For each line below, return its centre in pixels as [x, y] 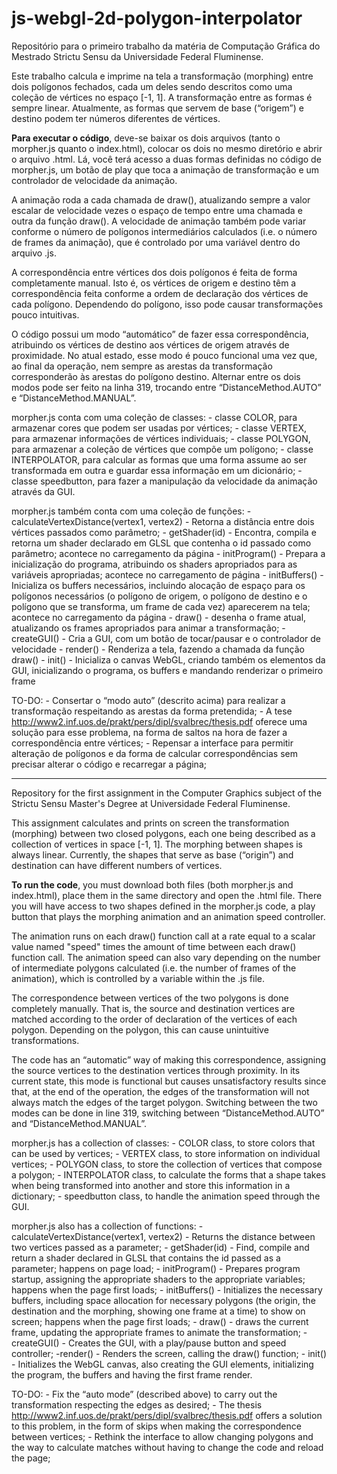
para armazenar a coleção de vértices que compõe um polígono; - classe [162, 449]
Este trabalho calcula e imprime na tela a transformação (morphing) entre [162, 76]
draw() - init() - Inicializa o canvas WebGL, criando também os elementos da [168, 659]
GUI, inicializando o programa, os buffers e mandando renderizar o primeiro [167, 670]
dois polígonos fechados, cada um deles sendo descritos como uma [152, 86]
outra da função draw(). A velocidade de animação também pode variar [159, 221]
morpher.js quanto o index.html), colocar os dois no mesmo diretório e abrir [167, 148]
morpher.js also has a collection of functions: [104, 1226]
